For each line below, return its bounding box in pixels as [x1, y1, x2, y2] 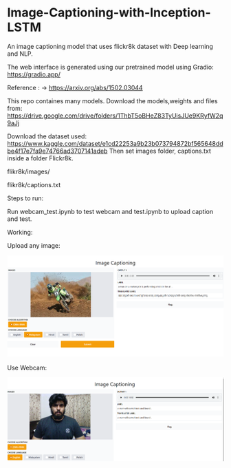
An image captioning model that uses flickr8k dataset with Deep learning [7, 42, 213, 50]
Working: [7, 228, 33, 236]
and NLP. [7, 50, 33, 58]
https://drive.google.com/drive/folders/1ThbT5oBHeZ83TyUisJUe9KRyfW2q [7, 111, 223, 120]
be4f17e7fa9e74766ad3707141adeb [7, 147, 108, 155]
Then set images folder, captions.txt [109, 147, 212, 155]
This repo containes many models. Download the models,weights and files [7, 96, 218, 105]
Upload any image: [7, 241, 60, 249]
